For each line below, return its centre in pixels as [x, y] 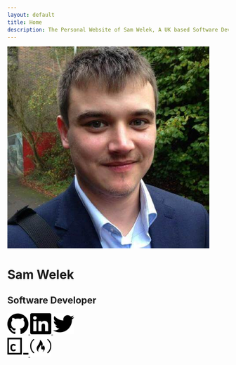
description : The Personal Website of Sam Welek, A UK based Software [113, 29]
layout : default [31, 15]
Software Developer [52, 300]
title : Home [25, 22]
